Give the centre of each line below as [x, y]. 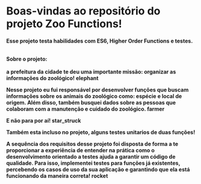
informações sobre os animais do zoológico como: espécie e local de [94, 96]
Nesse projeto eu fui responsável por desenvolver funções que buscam [97, 90]
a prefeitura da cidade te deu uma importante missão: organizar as [91, 72]
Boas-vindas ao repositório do [83, 11]
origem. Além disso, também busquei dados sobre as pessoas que [91, 102]
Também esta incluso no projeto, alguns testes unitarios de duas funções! [101, 132]
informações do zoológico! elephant [52, 78]
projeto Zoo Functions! [64, 24]
